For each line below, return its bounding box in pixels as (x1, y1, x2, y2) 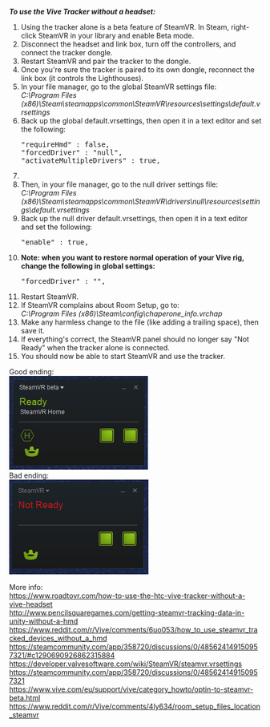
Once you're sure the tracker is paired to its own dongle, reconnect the (20, 65, 256, 75)
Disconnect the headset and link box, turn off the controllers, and (20, 39, 236, 49)
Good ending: (9, 367, 54, 376)
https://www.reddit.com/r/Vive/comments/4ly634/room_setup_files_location (9, 701, 261, 711)
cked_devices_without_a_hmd (9, 633, 107, 643)
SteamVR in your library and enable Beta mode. (38, 31, 195, 40)
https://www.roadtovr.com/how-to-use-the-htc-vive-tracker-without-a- (9, 591, 246, 600)
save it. (20, 326, 45, 335)
